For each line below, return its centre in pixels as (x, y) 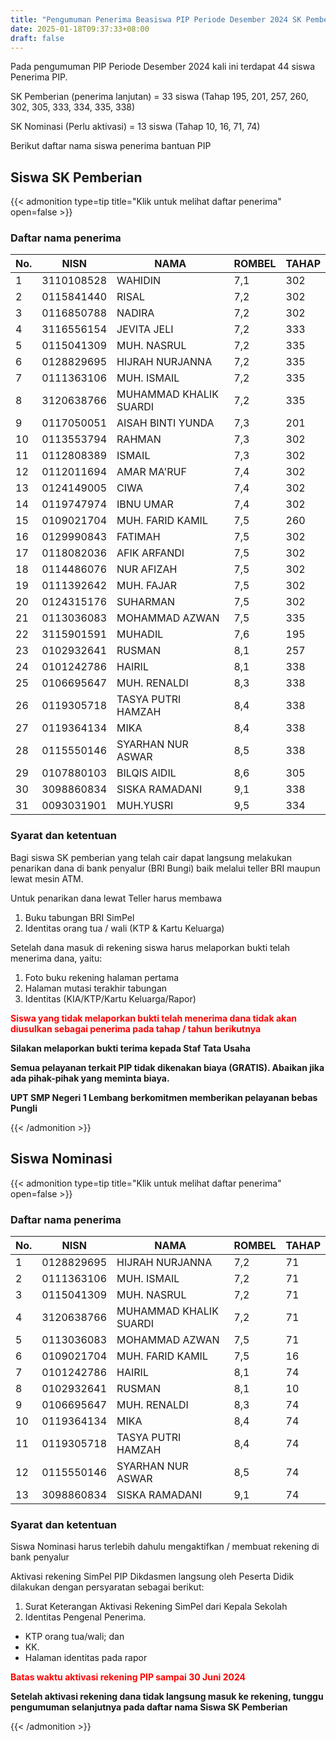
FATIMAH (138, 537)
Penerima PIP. (39, 77)
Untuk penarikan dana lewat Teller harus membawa (116, 898)
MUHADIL (140, 634)
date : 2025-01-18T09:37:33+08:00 (80, 29)
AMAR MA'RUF (151, 472)
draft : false (37, 38)
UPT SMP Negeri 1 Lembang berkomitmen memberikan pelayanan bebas (164, 1097)
